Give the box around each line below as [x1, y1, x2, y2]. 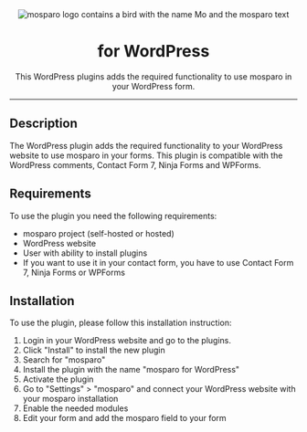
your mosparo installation [22, 394, 119, 405]
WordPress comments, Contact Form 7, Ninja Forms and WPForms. [9, 159, 262, 170]
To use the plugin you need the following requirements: [9, 210, 217, 221]
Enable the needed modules [22, 403, 129, 414]
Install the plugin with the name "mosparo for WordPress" [22, 364, 240, 375]
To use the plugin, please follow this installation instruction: [9, 317, 232, 329]
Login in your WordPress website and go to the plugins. [22, 335, 231, 346]
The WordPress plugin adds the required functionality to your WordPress [9, 140, 283, 151]
